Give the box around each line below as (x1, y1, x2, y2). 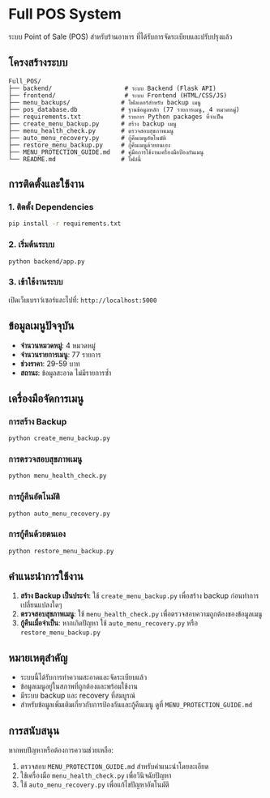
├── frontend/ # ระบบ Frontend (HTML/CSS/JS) (8, 91, 228, 100)
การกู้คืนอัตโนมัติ (8, 491, 61, 502)
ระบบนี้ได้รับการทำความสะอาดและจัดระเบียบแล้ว (19, 672, 148, 682)
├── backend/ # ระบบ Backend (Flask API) (8, 84, 216, 92)
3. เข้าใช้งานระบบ (8, 276, 63, 288)
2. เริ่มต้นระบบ (8, 239, 55, 250)
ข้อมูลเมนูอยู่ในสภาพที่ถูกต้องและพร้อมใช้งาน (19, 681, 138, 691)
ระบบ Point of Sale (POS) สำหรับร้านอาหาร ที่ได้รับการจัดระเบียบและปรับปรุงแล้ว (8, 32, 233, 41)
